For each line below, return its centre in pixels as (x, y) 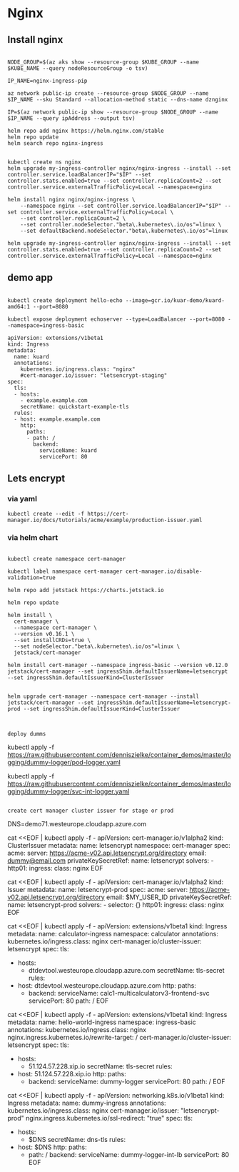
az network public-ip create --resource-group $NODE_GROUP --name (108, 94)
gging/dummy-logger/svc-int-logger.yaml (68, 791)
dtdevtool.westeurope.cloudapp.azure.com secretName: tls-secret (126, 970)
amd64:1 (19, 306)
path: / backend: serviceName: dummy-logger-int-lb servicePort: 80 (129, 1154)
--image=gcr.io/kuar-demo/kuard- (175, 300)
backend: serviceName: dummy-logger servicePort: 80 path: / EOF (127, 1081)
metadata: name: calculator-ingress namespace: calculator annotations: (113, 933)
